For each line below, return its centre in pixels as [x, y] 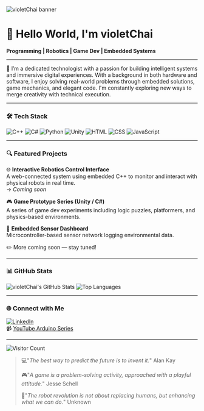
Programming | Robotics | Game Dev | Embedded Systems [81, 51]
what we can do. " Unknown [56, 402]
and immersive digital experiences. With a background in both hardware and [102, 75]
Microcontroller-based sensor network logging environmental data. [90, 235]
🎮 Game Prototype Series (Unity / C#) [56, 201]
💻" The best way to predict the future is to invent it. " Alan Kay [98, 360]
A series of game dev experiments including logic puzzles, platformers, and [101, 210]
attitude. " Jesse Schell [49, 384]
